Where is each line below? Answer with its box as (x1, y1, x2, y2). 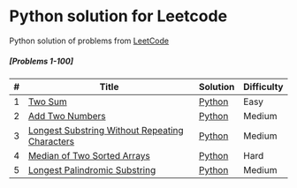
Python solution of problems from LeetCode (9, 35, 170, 46)
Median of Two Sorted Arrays (27, 149, 150, 162)
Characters (27, 135, 75, 147)
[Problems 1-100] (9, 56, 73, 66)
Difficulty (242, 80, 284, 93)
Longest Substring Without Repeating (27, 124, 184, 136)
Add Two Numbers (27, 109, 106, 122)
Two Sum (27, 95, 68, 108)
